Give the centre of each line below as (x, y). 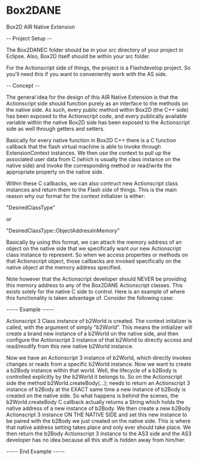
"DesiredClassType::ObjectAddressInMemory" (63, 230)
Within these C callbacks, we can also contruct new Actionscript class (92, 183)
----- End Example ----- (36, 451)
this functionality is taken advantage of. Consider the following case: (90, 297)
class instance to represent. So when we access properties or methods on (97, 255)
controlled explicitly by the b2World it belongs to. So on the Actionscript (94, 377)
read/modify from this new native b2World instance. (70, 346)
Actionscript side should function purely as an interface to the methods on (97, 103)
